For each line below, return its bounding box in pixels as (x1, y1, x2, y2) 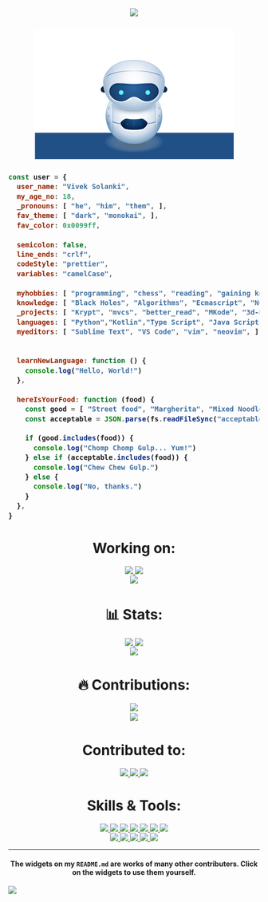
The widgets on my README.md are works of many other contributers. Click (10, 859, 258, 868)
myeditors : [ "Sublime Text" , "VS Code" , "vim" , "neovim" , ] (16, 327, 259, 337)
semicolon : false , (16, 240, 89, 249)
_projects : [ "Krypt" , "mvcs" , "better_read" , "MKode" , (16, 308, 238, 317)
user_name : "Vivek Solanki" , (16, 182, 130, 192)
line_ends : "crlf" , (16, 250, 93, 259)
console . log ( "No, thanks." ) (33, 482, 142, 491)
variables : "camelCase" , (16, 269, 113, 278)
